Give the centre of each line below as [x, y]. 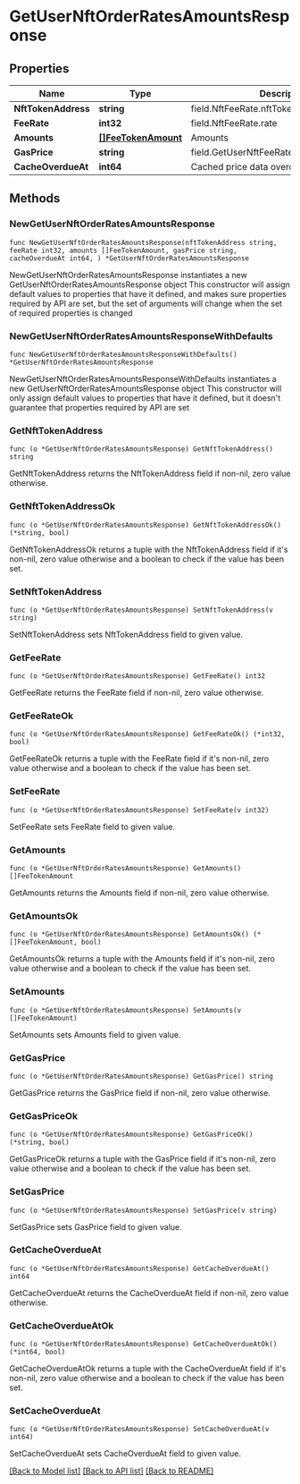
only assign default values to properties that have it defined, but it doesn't [145, 398]
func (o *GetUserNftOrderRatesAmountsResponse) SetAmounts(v [125, 1010]
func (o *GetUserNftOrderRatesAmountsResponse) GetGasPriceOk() [131, 1135]
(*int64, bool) [37, 1353]
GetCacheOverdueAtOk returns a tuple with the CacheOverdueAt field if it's [148, 1369]
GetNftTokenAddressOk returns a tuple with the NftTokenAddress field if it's [149, 549]
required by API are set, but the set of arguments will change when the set [146, 303]
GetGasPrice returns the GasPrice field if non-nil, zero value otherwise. [140, 1092]
